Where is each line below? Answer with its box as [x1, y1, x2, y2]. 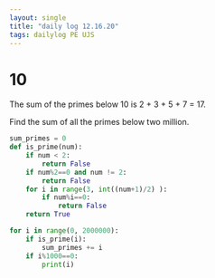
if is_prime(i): [25, 235, 88, 244]
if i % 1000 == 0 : [25, 251, 79, 261]
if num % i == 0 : [42, 193, 91, 202]
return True [25, 210, 70, 219]
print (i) [42, 260, 75, 269]
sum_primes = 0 [9, 134, 67, 143]
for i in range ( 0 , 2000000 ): [9, 226, 119, 235]
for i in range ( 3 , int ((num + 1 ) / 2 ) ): [25, 185, 168, 194]
